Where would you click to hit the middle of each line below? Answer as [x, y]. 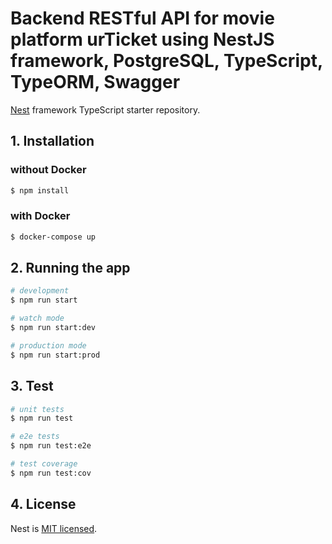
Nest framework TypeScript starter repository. [105, 109]
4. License [43, 504]
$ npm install [40, 190]
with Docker [40, 216]
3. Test [32, 386]
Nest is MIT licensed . [54, 528]
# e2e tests [35, 437]
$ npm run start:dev [53, 328]
